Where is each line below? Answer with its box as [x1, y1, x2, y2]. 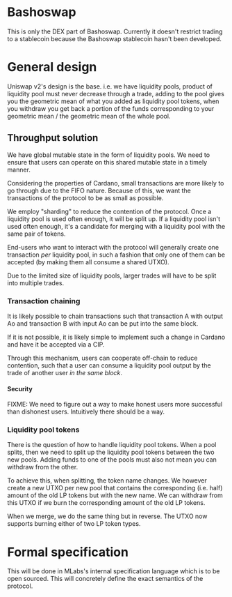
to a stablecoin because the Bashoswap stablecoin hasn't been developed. [7, 34, 222, 43]
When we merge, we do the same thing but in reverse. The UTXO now [7, 512, 208, 520]
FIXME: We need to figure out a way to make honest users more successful [7, 400, 223, 409]
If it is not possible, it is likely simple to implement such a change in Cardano [7, 333, 226, 341]
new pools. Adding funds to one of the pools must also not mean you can [7, 455, 217, 464]
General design [7, 59, 97, 75]
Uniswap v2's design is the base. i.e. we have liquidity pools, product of [7, 82, 213, 91]
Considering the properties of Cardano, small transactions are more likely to [7, 179, 224, 187]
